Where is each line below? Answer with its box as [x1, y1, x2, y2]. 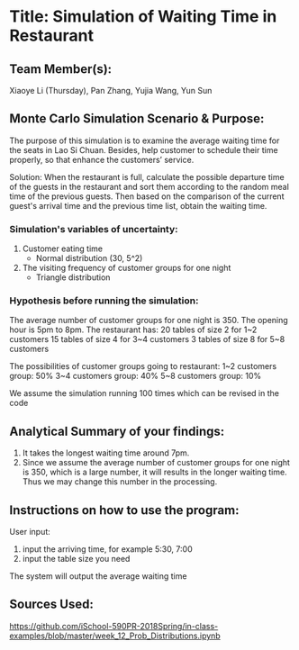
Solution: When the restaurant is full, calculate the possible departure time [9, 171, 285, 182]
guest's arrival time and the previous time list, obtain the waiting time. [9, 200, 267, 211]
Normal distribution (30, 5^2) [35, 253, 143, 264]
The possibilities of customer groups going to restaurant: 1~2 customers [9, 361, 277, 372]
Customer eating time [22, 243, 104, 254]
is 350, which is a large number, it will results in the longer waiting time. [22, 466, 287, 478]
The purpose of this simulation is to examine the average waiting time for [9, 135, 280, 146]
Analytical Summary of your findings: [9, 423, 225, 438]
